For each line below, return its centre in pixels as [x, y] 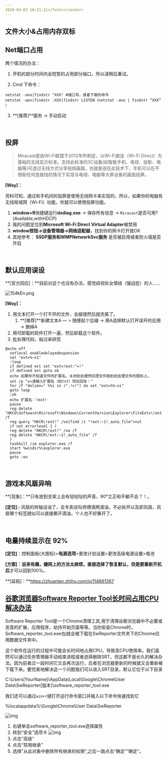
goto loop [20, 390]
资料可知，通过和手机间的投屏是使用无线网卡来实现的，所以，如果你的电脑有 [84, 196]
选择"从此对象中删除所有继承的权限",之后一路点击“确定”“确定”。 [78, 751]
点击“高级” [23, 738]
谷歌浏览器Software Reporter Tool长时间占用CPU [82, 599]
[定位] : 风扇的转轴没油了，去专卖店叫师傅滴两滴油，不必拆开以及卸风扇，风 [83, 507]
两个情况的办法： [23, 63]
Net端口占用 [24, 50]
